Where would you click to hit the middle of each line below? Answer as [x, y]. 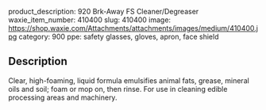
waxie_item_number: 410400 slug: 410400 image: [90, 20]
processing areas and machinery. [63, 97]
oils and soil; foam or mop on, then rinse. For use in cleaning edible [118, 89]
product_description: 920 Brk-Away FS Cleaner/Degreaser [104, 11]
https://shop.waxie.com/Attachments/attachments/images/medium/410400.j [133, 28]
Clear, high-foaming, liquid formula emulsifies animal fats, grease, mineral [129, 80]
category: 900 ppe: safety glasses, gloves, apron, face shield [119, 36]
